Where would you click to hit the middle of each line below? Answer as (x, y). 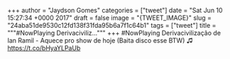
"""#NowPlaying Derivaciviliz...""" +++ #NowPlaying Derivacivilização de (114, 33)
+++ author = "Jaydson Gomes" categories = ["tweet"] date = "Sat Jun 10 (115, 10)
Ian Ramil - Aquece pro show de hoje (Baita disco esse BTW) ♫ (100, 41)
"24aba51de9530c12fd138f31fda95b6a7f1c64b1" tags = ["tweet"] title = (112, 25)
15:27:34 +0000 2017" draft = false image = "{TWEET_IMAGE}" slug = (109, 18)
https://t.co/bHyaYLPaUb (44, 48)
